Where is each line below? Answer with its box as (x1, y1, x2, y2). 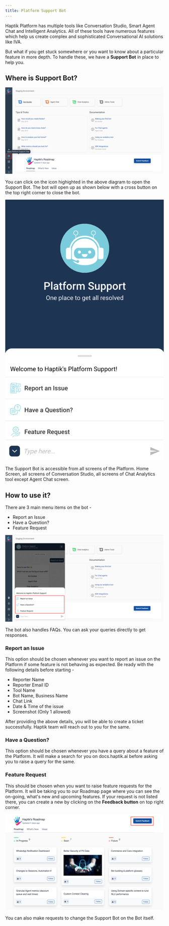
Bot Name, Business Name (12, 692, 68, 698)
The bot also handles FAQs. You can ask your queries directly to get (5, 626, 146, 633)
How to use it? (5, 491, 51, 500)
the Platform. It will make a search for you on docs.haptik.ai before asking (5, 753, 157, 759)
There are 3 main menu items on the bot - (5, 504, 92, 510)
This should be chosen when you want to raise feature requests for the (5, 783, 152, 789)
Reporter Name (12, 676, 44, 682)
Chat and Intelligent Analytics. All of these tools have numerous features (5, 28, 155, 34)
